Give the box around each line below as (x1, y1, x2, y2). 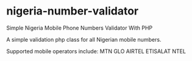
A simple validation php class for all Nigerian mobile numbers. (6, 36, 162, 43)
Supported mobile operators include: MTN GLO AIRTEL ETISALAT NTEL (6, 47, 186, 55)
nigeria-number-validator (6, 4, 139, 18)
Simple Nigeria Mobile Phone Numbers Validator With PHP (6, 24, 153, 31)
